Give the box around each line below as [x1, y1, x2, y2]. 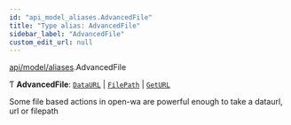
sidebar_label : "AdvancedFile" [9, 29, 125, 38]
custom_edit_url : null [9, 37, 93, 47]
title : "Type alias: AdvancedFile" [9, 21, 141, 30]
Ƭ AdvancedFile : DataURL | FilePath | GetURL [9, 79, 171, 90]
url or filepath [9, 105, 59, 116]
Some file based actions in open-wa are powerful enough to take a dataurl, [9, 97, 283, 107]
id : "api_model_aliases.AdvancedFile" [9, 12, 153, 22]
